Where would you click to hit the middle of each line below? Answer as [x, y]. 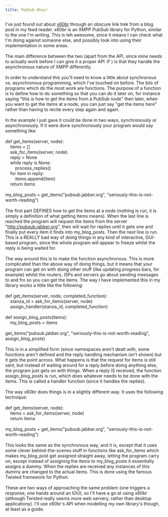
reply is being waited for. [31, 248]
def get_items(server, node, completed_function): [56, 296]
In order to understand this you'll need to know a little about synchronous [81, 77]
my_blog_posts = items [34, 322]
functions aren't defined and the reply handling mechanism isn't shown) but [83, 355]
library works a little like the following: [44, 285]
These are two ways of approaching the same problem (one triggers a [77, 487]
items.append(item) [35, 179]
